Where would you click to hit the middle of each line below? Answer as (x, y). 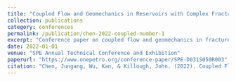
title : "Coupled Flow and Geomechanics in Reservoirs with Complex (108, 14)
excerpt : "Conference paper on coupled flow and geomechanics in (105, 40)
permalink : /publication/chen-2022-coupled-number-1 (86, 33)
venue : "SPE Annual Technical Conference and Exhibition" (94, 54)
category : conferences (40, 27)
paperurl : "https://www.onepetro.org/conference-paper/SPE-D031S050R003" (118, 60)
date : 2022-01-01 (33, 46)
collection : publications (45, 20)
